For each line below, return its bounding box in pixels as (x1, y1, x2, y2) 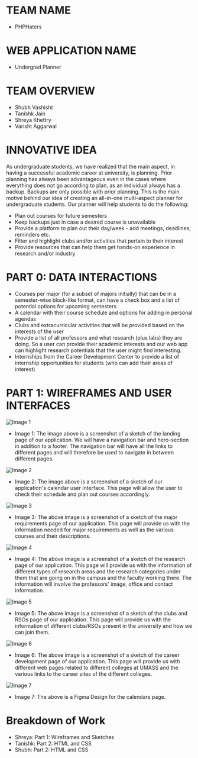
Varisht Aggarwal (14, 122, 57, 130)
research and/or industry (14, 250, 76, 257)
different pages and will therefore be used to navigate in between (14, 449, 174, 456)
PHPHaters (14, 23, 42, 30)
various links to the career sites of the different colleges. (14, 670, 152, 678)
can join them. (14, 628, 50, 636)
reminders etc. (14, 231, 50, 238)
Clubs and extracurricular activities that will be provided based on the (14, 321, 184, 328)
